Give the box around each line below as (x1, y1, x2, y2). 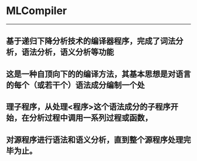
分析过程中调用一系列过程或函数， (29, 113, 152, 123)
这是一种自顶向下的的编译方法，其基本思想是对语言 (6, 69, 191, 79)
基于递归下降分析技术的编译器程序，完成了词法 (6, 36, 176, 46)
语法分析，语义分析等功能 (21, 47, 114, 57)
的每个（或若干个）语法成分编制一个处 (6, 80, 145, 90)
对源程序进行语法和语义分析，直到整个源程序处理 (6, 135, 184, 145)
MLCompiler (6, 4, 67, 18)
